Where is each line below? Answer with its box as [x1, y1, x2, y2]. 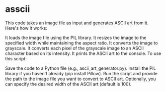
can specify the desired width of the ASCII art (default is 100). [5, 81, 132, 87]
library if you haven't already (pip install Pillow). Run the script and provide [5, 70, 158, 76]
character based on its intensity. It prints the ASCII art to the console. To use [5, 50, 162, 56]
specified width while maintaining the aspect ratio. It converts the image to [5, 40, 158, 46]
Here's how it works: [5, 25, 48, 31]
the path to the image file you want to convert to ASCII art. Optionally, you [5, 76, 156, 82]
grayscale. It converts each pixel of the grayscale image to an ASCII [5, 45, 144, 51]
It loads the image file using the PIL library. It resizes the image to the [5, 35, 147, 41]
